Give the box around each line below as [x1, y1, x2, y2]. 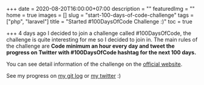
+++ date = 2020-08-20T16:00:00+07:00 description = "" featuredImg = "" [6, 5, 195, 12]
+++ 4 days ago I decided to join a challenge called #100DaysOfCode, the [6, 30, 191, 37]
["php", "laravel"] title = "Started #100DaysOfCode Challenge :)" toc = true [6, 18, 193, 25]
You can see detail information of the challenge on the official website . [6, 60, 183, 68]
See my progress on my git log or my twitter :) [6, 72, 121, 79]
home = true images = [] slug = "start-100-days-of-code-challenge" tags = [6, 11, 194, 19]
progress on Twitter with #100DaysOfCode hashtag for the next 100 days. [6, 49, 197, 56]
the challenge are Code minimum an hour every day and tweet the [6, 42, 175, 49]
